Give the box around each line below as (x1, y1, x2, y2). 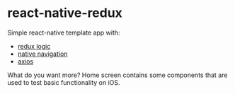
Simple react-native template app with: (7, 28, 120, 37)
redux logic (17, 42, 51, 50)
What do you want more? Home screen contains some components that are (7, 71, 228, 79)
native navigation (17, 49, 68, 58)
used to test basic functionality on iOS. (7, 78, 120, 86)
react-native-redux (7, 5, 122, 21)
